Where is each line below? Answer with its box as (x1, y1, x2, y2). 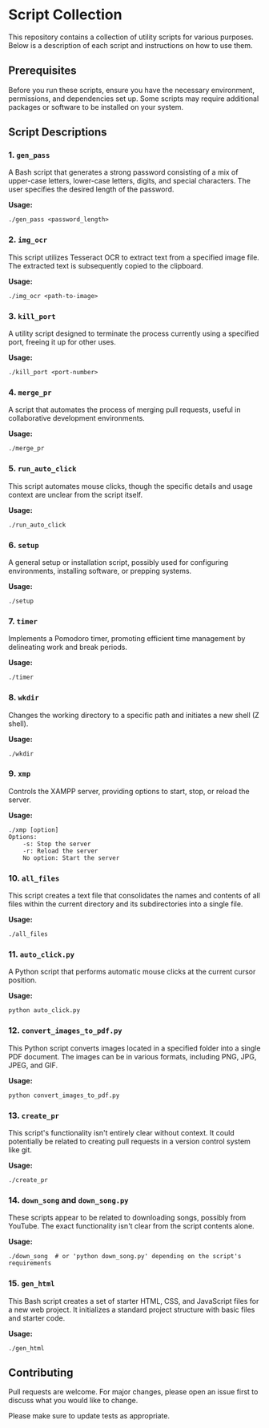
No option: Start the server (22, 853, 120, 862)
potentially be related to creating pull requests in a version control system (8, 1136, 251, 1146)
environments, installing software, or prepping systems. (8, 566, 192, 575)
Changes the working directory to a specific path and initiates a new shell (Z (8, 710, 260, 720)
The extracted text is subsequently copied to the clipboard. (8, 260, 204, 270)
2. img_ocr (8, 234, 48, 245)
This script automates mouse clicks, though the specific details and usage (8, 481, 254, 490)
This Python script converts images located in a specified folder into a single (8, 1043, 261, 1053)
